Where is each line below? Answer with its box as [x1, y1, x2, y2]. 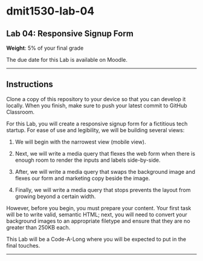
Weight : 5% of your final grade [6, 44, 84, 51]
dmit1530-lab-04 [6, 4, 95, 18]
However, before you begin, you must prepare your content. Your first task [6, 204, 192, 211]
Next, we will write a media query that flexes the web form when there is [14, 150, 195, 157]
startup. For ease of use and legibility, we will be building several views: [6, 126, 185, 134]
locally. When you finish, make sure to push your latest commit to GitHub [6, 102, 187, 109]
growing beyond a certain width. [14, 193, 96, 200]
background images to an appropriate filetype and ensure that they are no [6, 217, 190, 225]
